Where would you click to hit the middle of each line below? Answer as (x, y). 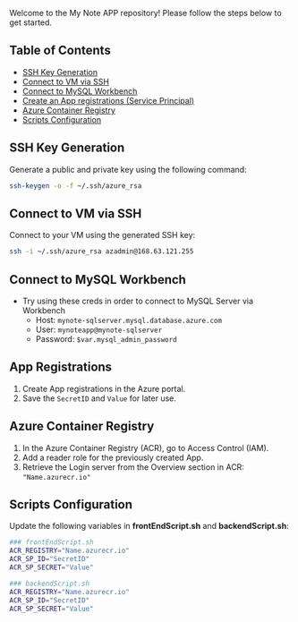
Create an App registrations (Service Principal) (108, 100)
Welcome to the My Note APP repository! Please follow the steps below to (145, 13)
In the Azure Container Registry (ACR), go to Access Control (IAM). (145, 447)
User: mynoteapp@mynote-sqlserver (99, 329)
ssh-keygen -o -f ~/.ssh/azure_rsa (76, 186)
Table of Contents (60, 51)
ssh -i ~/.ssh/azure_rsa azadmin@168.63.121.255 (102, 251)
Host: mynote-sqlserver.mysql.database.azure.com (128, 320)
